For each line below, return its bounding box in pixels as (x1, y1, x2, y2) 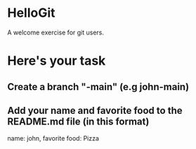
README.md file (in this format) (7, 115, 150, 127)
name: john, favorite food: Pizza (7, 134, 100, 143)
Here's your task (7, 53, 106, 69)
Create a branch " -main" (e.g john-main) (7, 81, 190, 93)
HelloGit (7, 5, 55, 21)
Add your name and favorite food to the (7, 104, 183, 117)
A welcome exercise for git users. (7, 28, 104, 37)
